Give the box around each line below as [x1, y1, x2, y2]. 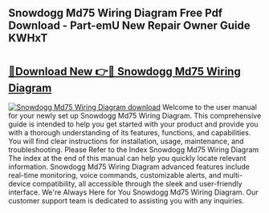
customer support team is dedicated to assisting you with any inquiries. [8, 196, 245, 205]
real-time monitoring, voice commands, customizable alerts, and [8, 171, 222, 179]
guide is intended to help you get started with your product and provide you [8, 119, 259, 129]
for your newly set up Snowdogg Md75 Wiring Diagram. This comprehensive [8, 111, 262, 120]
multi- [222, 171, 243, 179]
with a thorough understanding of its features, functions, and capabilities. [8, 128, 251, 137]
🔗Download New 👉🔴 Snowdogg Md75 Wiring [8, 64, 241, 78]
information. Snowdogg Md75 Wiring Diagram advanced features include [8, 162, 251, 171]
